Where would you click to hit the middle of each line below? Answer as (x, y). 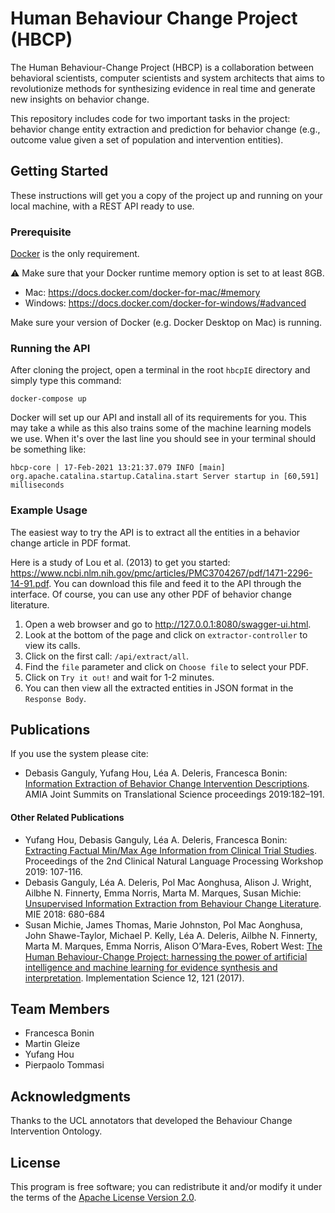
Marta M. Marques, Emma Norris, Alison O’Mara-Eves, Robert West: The (173, 946)
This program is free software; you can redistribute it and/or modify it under (166, 1187)
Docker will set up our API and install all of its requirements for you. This (158, 418)
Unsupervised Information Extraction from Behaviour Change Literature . (173, 903)
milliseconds (37, 485)
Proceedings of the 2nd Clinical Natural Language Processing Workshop (174, 861)
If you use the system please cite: (79, 754)
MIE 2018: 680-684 (65, 914)
